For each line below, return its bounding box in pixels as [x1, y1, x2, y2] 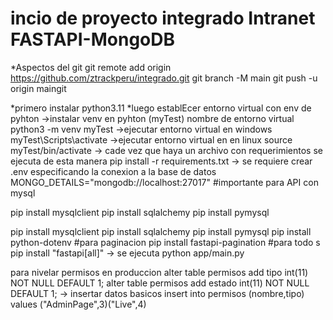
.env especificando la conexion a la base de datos [10, 165, 217, 177]
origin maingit [10, 82, 67, 94]
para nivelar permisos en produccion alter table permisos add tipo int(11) [10, 266, 309, 278]
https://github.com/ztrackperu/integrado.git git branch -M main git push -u [10, 72, 318, 84]
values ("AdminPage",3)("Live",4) [10, 298, 147, 310]
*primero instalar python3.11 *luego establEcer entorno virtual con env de [10, 102, 312, 114]
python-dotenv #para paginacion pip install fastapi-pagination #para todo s [10, 236, 321, 248]
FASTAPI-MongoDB [10, 28, 176, 51]
